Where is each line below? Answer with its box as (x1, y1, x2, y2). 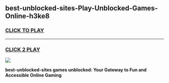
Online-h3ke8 (5, 12, 50, 21)
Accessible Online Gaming (5, 72, 62, 78)
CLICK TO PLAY (5, 27, 44, 34)
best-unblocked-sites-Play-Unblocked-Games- (5, 4, 158, 13)
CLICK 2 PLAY (5, 46, 40, 53)
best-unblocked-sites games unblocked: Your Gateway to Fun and (5, 66, 147, 72)
